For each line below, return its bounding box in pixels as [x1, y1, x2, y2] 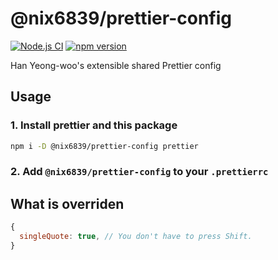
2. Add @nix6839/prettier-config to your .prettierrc [10, 165, 269, 179]
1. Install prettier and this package [10, 118, 178, 132]
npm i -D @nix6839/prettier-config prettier [10, 141, 199, 151]
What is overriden [10, 195, 125, 212]
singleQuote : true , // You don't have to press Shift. [19, 232, 253, 242]
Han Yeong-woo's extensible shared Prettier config [10, 59, 222, 71]
